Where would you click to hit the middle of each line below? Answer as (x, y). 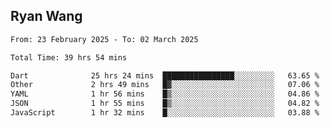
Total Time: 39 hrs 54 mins (69, 57)
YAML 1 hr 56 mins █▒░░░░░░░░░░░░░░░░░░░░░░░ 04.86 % (165, 94)
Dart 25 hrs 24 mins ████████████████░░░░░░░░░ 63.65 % (165, 75)
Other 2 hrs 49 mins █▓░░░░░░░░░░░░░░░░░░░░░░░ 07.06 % (165, 85)
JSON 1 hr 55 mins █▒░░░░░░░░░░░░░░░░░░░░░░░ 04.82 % (165, 104)
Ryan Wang (46, 16)
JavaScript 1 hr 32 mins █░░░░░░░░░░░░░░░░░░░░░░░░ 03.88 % (165, 113)
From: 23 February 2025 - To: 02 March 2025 (104, 39)
